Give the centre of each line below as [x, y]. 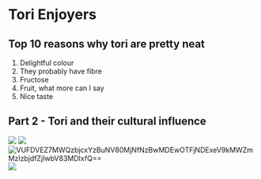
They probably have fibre [61, 71]
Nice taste [36, 96]
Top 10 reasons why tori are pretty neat [107, 44]
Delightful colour [47, 63]
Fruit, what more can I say [62, 88]
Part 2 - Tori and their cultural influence [108, 122]
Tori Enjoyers [53, 15]
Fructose [34, 80]
